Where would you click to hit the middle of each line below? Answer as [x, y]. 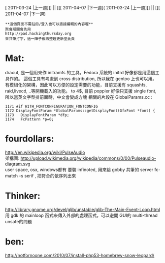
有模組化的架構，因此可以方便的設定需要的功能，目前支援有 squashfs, [76, 85]
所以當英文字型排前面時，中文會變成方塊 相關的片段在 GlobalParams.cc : [79, 97]
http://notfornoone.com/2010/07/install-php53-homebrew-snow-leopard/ [80, 255]
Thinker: [23, 196]
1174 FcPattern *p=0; [30, 119]
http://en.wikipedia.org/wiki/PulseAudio [45, 152]
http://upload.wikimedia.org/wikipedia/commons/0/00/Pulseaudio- [88, 158]
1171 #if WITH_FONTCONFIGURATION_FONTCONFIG [51, 106]
